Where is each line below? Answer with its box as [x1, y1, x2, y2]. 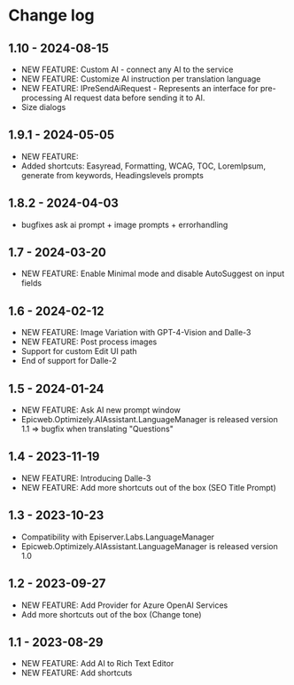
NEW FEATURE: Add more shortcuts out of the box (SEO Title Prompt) [20, 482, 276, 492]
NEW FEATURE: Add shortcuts [20, 667, 133, 679]
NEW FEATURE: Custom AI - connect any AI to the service [20, 64, 234, 75]
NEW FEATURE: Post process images [20, 336, 158, 347]
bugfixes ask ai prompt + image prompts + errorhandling [20, 219, 228, 230]
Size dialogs [20, 102, 66, 112]
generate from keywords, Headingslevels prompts [20, 169, 205, 180]
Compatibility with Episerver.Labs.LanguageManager [20, 531, 214, 542]
